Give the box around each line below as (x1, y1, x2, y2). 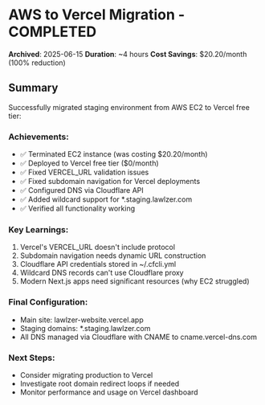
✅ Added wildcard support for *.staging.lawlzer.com (19, 194, 193, 204)
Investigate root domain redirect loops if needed (19, 378, 180, 388)
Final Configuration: (8, 297, 88, 308)
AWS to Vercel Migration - (8, 6, 185, 24)
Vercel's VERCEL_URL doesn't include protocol (19, 243, 175, 252)
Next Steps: (8, 352, 55, 363)
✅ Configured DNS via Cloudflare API (19, 186, 145, 195)
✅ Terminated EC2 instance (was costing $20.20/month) (19, 149, 208, 159)
